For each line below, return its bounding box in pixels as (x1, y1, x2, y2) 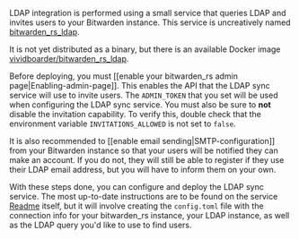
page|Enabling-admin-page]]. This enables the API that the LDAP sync (9, 81, 271, 90)
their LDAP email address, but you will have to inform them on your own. (9, 165, 277, 175)
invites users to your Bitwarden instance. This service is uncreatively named (9, 17, 291, 28)
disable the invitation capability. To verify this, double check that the (9, 109, 262, 119)
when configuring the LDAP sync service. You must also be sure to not (9, 99, 271, 110)
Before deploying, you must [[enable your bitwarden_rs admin (9, 71, 238, 81)
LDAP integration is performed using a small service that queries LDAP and (9, 8, 286, 18)
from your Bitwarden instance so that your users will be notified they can (9, 145, 278, 156)
